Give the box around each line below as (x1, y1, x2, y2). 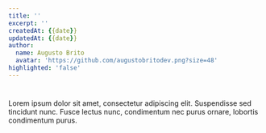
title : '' (8, 11, 42, 20)
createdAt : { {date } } (8, 26, 78, 34)
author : (8, 42, 35, 50)
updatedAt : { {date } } (8, 34, 78, 42)
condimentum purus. (8, 115, 78, 125)
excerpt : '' (8, 19, 48, 27)
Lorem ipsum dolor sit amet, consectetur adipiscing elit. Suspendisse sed (8, 98, 252, 108)
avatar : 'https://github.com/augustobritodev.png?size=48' (15, 57, 218, 65)
